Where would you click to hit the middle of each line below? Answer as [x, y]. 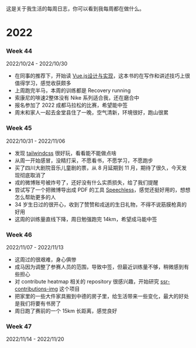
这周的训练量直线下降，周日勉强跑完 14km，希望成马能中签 [86, 219]
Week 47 [19, 326]
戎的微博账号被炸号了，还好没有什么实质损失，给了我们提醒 [86, 182]
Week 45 [19, 128]
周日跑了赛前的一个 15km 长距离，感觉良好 [66, 311]
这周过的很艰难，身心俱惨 [45, 259]
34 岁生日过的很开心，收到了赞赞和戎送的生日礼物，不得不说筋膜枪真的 [101, 204]
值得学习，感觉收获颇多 [43, 83]
